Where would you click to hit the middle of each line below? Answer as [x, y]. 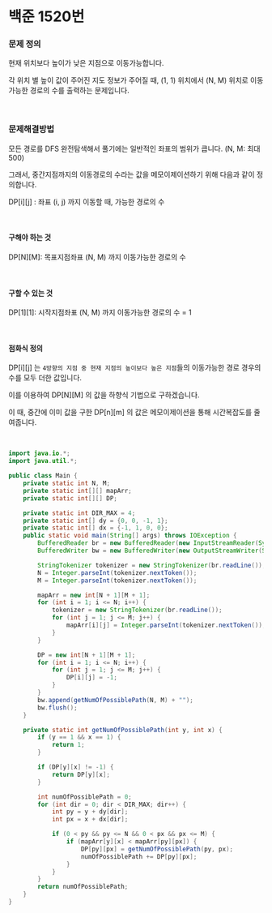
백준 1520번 [47, 17]
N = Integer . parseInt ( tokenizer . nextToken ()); [117, 572]
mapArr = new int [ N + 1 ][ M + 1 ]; [94, 595]
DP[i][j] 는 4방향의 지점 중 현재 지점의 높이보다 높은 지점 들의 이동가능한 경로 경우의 [135, 368]
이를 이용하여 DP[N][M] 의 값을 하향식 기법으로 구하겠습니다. [104, 395]
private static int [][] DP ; [70, 498]
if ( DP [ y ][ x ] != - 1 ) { [76, 767]
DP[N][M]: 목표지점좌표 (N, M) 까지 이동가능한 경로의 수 [97, 257]
